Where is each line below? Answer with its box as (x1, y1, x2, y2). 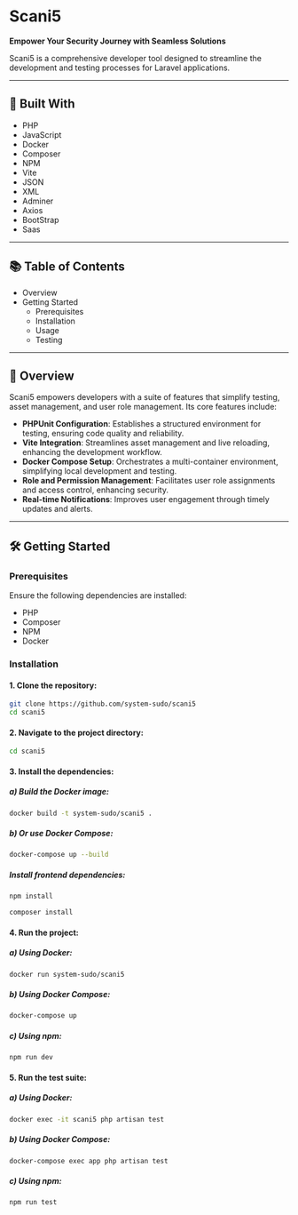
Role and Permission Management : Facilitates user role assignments (21, 476, 276, 486)
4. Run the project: (9, 927, 79, 938)
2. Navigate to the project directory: (9, 727, 144, 738)
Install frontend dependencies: (9, 869, 126, 880)
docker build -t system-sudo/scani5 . (9, 809, 153, 818)
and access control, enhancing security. (21, 484, 169, 495)
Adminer (21, 196, 54, 206)
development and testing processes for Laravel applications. (9, 62, 231, 73)
